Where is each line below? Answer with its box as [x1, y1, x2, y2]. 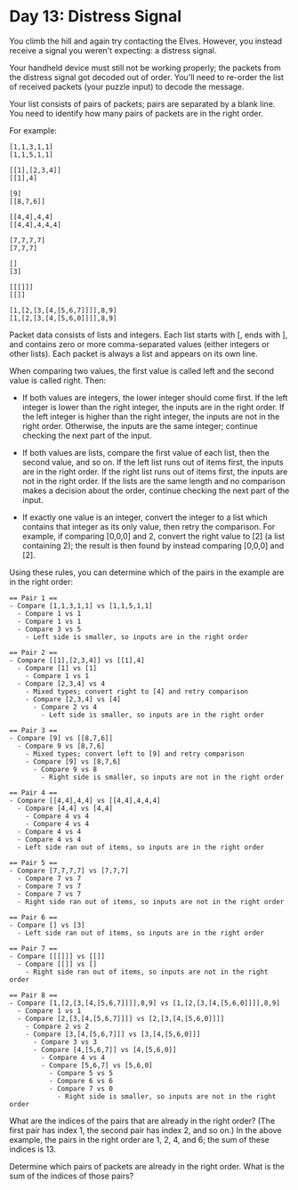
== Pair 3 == [9, 725, 58, 735]
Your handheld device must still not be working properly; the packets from [9, 62, 282, 73]
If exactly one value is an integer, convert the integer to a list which [21, 512, 269, 522]
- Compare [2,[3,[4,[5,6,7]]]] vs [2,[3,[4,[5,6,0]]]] [17, 1014, 225, 1023]
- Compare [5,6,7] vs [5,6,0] [41, 1061, 153, 1070]
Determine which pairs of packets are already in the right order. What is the [9, 1161, 286, 1171]
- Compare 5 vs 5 [48, 1068, 114, 1078]
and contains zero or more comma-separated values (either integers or [9, 338, 270, 349]
